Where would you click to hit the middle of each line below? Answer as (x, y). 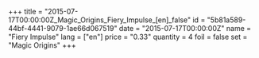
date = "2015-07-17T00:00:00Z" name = (185, 28)
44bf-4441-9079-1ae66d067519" (63, 28)
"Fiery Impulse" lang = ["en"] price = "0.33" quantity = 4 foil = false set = (128, 37)
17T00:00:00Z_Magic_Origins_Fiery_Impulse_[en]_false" (100, 20)
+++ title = (26, 12)
